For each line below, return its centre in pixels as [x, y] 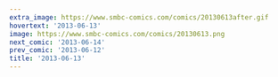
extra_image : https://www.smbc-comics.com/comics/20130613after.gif [139, 17]
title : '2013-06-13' [48, 58]
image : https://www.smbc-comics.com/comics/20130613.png [117, 34]
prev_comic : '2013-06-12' [57, 50]
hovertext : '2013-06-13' [55, 26]
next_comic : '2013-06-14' [57, 42]
